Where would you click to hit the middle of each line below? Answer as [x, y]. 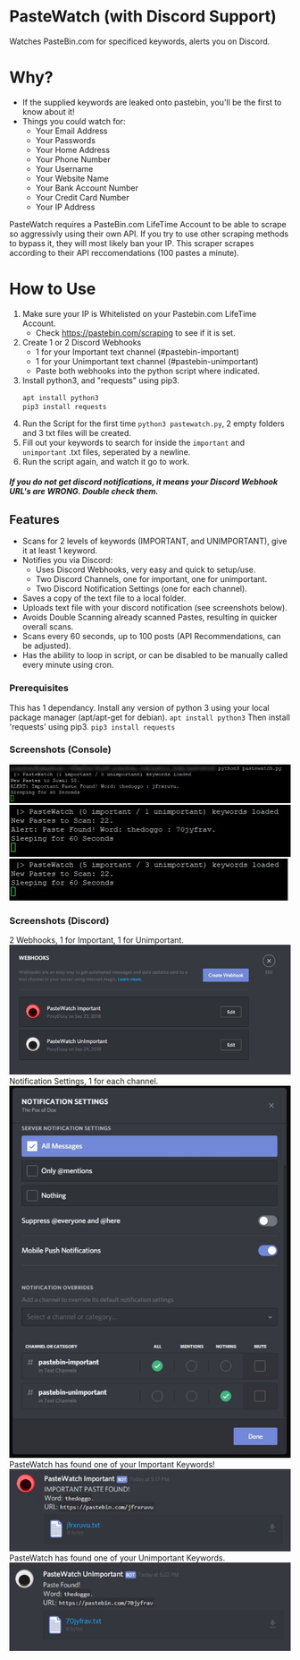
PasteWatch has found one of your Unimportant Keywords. [117, 1558]
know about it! [48, 111]
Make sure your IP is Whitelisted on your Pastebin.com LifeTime [139, 313]
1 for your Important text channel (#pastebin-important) [137, 352]
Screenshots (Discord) [59, 921]
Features [34, 520]
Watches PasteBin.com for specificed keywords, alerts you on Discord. [140, 41]
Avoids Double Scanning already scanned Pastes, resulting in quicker [150, 617]
